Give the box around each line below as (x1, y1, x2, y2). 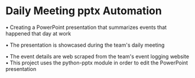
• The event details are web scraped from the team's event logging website (5, 53, 190, 60)
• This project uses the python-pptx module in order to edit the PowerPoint (5, 59, 188, 66)
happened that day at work (5, 30, 71, 37)
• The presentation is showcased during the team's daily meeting (5, 41, 165, 48)
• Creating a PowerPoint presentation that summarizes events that (5, 24, 167, 31)
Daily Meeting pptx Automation (5, 4, 162, 18)
